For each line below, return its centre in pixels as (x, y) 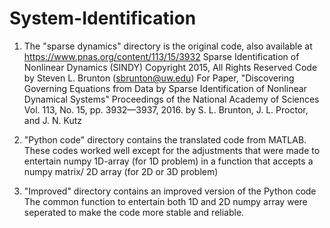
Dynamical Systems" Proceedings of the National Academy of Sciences (171, 99)
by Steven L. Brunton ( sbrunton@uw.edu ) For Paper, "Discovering (159, 78)
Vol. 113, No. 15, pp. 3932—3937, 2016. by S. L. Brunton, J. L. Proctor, (166, 109)
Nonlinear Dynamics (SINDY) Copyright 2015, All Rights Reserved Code (170, 67)
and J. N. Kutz (52, 120)
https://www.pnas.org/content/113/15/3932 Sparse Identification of (161, 56)
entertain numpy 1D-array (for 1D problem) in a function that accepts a (168, 161)
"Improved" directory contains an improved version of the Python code (170, 191)
